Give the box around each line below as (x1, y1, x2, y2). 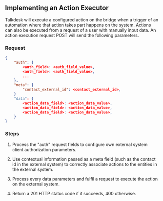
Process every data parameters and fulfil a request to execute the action (12, 176, 158, 182)
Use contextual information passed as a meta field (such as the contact (12, 156, 156, 162)
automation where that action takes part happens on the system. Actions (5, 22, 151, 28)
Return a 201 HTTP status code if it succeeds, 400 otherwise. (12, 190, 136, 196)
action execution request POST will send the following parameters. (5, 32, 139, 38)
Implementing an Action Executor (5, 4, 109, 12)
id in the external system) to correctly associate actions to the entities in (12, 161, 157, 167)
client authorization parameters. (12, 146, 77, 152)
